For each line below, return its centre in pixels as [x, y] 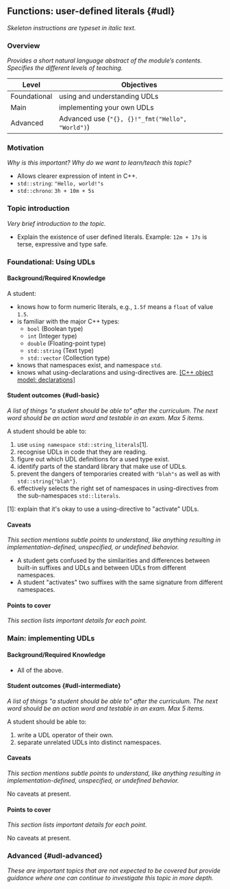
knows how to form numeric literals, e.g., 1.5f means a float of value [115, 307]
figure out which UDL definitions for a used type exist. [93, 459]
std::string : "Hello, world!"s [60, 183]
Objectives [139, 85]
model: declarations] [46, 380]
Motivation [26, 148]
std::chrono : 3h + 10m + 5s [55, 191]
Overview [24, 45]
